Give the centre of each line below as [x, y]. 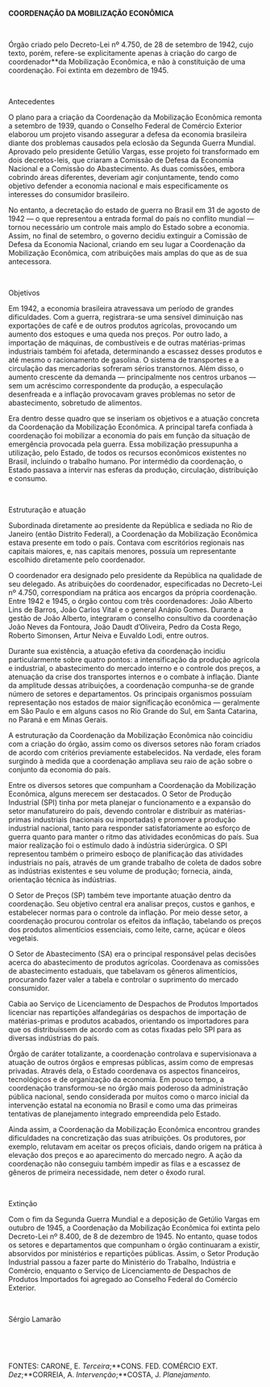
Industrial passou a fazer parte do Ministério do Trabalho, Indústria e [122, 1262]
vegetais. [23, 938]
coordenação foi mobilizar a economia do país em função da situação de [129, 436]
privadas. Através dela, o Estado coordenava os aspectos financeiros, [124, 1071]
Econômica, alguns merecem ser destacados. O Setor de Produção [120, 794]
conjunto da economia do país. [60, 769]
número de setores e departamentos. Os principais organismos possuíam [130, 694]
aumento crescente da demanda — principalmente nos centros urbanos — [132, 377]
